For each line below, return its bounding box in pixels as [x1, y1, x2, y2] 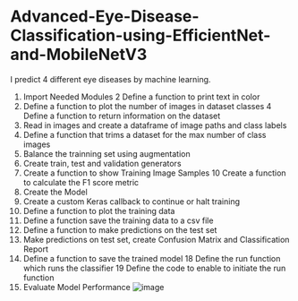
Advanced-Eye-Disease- [10, 6, 200, 27]
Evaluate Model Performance [22, 281, 131, 292]
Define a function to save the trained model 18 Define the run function [22, 253, 281, 263]
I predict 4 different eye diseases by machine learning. [10, 73, 211, 84]
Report [22, 244, 48, 254]
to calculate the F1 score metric [22, 176, 140, 187]
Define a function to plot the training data [22, 205, 175, 216]
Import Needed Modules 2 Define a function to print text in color [22, 91, 260, 102]
